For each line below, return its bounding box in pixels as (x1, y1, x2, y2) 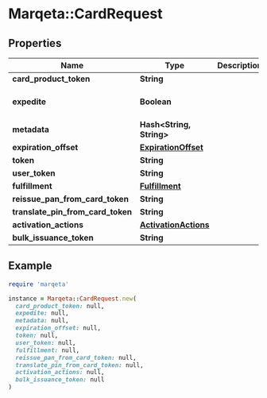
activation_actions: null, (15, 369, 105, 377)
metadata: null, (15, 317, 69, 325)
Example (8, 259, 52, 272)
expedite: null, (15, 309, 69, 318)
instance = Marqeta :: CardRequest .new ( (8, 295, 137, 303)
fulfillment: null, (15, 346, 80, 354)
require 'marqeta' (8, 280, 69, 288)
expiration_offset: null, (15, 324, 102, 332)
